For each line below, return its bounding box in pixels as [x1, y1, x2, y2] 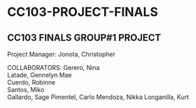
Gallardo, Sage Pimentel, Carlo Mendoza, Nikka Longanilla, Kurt [7, 93, 189, 101]
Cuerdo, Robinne [7, 78, 56, 87]
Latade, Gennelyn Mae [7, 71, 72, 79]
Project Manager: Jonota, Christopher [7, 50, 116, 58]
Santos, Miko [7, 86, 45, 93]
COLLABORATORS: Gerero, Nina [7, 64, 100, 71]
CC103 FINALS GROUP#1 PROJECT [7, 32, 161, 44]
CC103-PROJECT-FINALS [7, 4, 158, 20]
